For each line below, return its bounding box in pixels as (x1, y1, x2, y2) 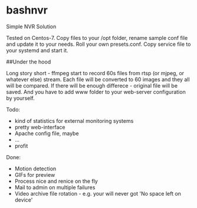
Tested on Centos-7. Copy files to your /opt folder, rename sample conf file (6, 34, 188, 41)
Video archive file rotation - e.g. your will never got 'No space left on (14, 190, 182, 197)
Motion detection (14, 165, 57, 172)
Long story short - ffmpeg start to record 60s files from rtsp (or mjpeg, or (6, 69, 185, 76)
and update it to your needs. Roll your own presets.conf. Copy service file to (6, 41, 191, 48)
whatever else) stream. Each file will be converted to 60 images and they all (6, 76, 190, 83)
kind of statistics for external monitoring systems (14, 117, 134, 124)
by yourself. (6, 95, 35, 102)
